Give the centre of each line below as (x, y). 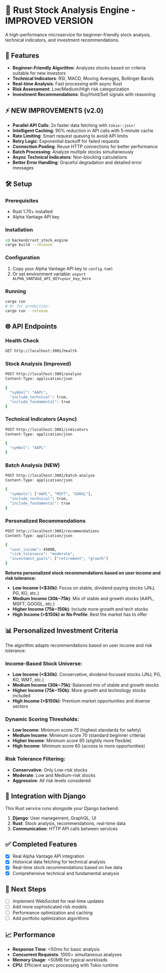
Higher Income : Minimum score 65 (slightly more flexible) (72, 741)
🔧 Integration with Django (45, 796)
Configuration (22, 258)
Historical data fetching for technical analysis (59, 862)
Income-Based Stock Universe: (44, 663)
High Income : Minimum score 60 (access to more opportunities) (79, 746)
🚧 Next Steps (26, 889)
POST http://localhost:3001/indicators (47, 429)
